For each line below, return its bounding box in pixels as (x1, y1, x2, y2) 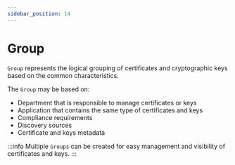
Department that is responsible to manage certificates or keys (17, 98, 197, 107)
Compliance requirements (17, 113, 93, 121)
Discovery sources (17, 121, 72, 129)
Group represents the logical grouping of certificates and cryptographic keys (7, 64, 228, 72)
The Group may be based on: (7, 85, 90, 93)
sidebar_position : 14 (7, 10, 71, 18)
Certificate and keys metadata (17, 128, 106, 137)
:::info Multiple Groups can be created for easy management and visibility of (7, 142, 226, 150)
